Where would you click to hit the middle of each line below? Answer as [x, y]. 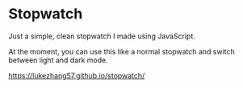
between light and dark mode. [59, 60]
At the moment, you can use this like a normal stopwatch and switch [122, 51]
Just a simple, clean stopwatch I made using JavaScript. [102, 36]
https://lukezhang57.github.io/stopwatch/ [77, 75]
